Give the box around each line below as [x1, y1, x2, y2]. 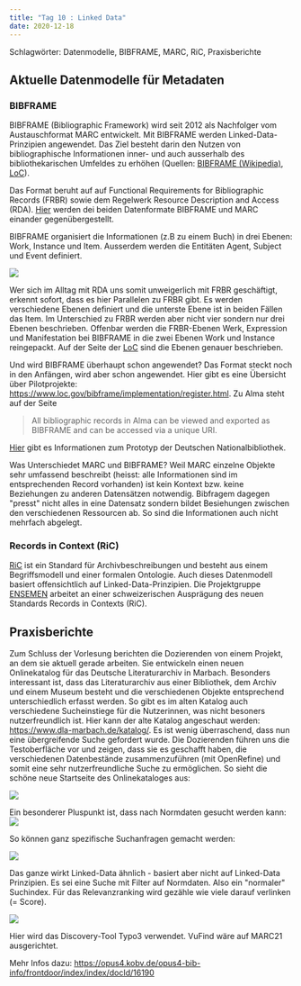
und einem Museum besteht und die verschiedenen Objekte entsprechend [9, 686, 285, 698]
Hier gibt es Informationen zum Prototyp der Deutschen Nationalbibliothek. [9, 442, 286, 453]
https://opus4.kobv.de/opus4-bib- [74, 958, 201, 969]
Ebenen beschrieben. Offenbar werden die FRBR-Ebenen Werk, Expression [9, 323, 288, 334]
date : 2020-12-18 [9, 22, 75, 31]
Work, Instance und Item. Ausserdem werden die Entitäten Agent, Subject [9, 240, 282, 252]
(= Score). [9, 897, 47, 908]
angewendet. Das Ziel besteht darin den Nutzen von [48, 139, 241, 149]
